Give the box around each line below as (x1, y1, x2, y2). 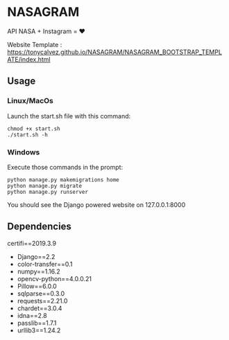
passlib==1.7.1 (17, 319, 57, 327)
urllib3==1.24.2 (17, 326, 61, 334)
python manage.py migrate (7, 182, 82, 189)
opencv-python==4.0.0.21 (17, 274, 92, 283)
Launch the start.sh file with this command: (7, 111, 131, 120)
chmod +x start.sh (7, 125, 60, 132)
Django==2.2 (17, 252, 56, 260)
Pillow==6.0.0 (17, 282, 57, 290)
